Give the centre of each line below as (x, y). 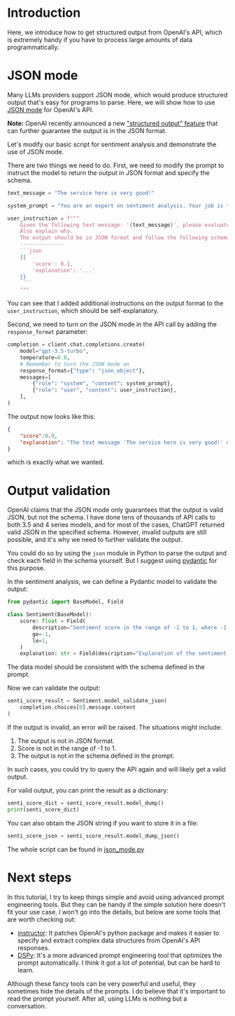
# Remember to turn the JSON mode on (75, 364)
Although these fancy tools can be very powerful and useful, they (101, 983)
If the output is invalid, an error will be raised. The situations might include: (115, 727)
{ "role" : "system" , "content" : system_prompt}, (103, 384)
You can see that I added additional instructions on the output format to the (115, 303)
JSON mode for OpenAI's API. (50, 109)
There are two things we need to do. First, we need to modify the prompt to (116, 165)
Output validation (59, 490)
